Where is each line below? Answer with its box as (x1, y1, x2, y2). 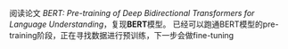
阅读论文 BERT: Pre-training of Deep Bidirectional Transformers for (9, 8, 255, 18)
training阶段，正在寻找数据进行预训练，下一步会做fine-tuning (9, 30, 235, 40)
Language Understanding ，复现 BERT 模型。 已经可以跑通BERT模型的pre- (9, 19, 279, 29)
